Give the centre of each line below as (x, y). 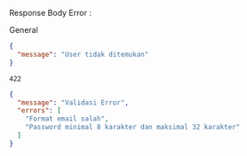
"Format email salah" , (67, 119)
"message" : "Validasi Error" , (73, 102)
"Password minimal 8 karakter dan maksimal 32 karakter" (133, 128)
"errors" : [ (40, 111)
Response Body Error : (50, 13)
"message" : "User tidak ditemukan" (83, 54)
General (24, 30)
